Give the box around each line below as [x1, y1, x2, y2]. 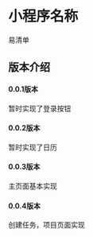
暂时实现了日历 [8, 142, 57, 152]
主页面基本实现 [8, 181, 57, 191]
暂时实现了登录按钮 [8, 103, 72, 113]
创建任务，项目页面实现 [8, 220, 85, 230]
